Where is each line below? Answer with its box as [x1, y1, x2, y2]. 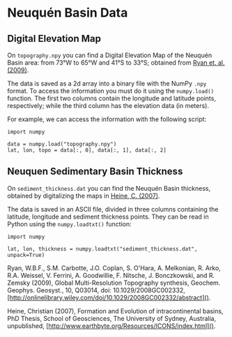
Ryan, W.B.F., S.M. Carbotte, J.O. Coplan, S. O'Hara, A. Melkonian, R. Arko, [7, 263, 221, 272]
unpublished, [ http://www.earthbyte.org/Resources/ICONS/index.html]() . [7, 322, 216, 330]
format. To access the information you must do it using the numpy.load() [7, 87, 215, 95]
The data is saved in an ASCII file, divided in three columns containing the [7, 205, 219, 213]
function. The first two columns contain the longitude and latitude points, [7, 94, 216, 102]
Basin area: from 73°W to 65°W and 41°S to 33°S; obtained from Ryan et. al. [7, 58, 225, 67]
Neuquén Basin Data [7, 5, 128, 21]
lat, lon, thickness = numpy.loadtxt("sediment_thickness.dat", [7, 245, 198, 252]
